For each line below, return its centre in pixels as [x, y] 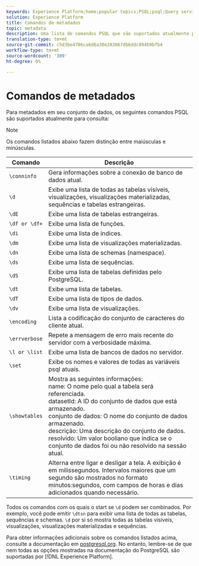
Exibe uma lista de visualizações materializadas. [115, 243]
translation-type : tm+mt [37, 39]
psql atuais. [64, 369]
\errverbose [26, 339]
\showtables [26, 416]
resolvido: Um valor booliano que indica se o [110, 438]
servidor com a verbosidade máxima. [100, 343]
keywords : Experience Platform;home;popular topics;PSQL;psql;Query [92, 12]
